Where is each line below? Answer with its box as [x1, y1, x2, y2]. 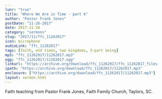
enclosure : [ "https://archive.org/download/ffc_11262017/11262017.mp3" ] [5, 71, 156, 76]
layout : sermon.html [5, 75, 47, 80]
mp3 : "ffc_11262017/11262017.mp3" [5, 52, 75, 58]
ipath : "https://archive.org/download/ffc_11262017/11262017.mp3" [5, 66, 143, 71]
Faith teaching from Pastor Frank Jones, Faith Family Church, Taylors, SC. [5, 88, 153, 94]
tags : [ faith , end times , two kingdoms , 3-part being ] [5, 48, 119, 53]
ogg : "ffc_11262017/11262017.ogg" [5, 57, 75, 62]
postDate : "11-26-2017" [5, 20, 54, 26]
